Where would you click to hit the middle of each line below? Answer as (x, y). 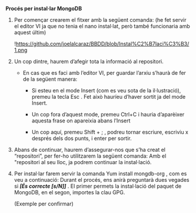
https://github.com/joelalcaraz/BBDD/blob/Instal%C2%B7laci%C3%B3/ (102, 44)
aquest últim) (30, 32)
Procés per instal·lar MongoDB (44, 9)
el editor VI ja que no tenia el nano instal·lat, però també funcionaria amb (102, 26)
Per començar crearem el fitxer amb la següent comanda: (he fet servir (100, 20)
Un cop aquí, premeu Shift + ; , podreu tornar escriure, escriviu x (110, 132)
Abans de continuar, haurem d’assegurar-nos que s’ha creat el (90, 150)
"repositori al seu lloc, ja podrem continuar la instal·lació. (83, 162)
